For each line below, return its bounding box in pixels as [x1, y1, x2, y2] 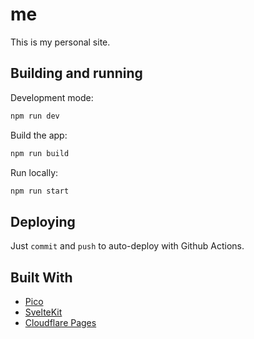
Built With [10, 269, 73, 286]
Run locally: [10, 166, 59, 178]
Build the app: [10, 129, 68, 141]
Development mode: [10, 91, 94, 103]
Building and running [10, 65, 143, 82]
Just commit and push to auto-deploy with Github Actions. [10, 240, 245, 252]
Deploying [10, 213, 76, 230]
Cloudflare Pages [24, 317, 97, 328]
